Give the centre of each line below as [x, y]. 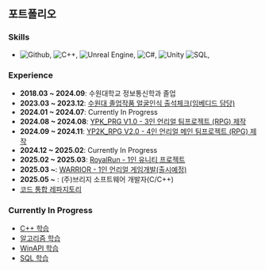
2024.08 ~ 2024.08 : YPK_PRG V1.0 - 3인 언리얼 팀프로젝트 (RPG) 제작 [133, 121]
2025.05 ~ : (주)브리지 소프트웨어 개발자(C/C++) [97, 179]
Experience [31, 75]
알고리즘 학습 [40, 238]
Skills [19, 37]
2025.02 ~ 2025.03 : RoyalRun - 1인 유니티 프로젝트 [102, 159]
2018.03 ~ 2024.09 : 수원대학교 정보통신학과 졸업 [98, 93]
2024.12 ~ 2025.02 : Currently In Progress [88, 150]
